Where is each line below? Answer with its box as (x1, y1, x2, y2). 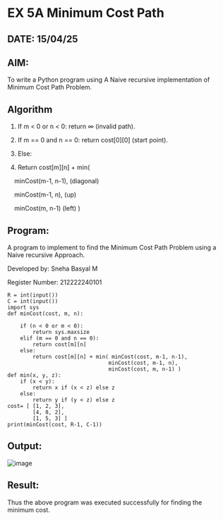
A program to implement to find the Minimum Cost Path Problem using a (7, 243, 217, 252)
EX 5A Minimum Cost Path (7, 5, 164, 21)
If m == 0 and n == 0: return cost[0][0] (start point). (17, 136, 168, 144)
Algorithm (7, 104, 53, 116)
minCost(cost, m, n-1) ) (108, 366, 181, 373)
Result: (7, 479, 40, 491)
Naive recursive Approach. (7, 251, 85, 259)
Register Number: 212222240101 (7, 278, 102, 287)
